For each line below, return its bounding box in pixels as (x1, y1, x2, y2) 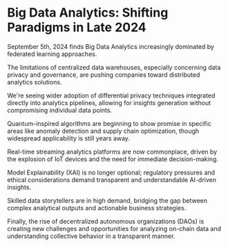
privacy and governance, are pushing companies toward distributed (7, 71, 200, 79)
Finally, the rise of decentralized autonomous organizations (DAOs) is (7, 217, 205, 226)
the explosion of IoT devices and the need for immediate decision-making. (7, 154, 219, 163)
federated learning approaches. (7, 50, 97, 58)
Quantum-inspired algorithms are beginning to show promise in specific (7, 119, 212, 127)
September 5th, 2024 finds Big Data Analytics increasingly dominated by (7, 42, 214, 51)
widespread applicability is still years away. (7, 134, 130, 143)
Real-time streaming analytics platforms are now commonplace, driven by (7, 147, 218, 156)
